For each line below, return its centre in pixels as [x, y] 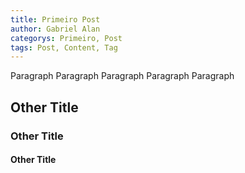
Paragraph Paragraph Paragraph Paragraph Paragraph [122, 76]
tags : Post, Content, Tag [64, 47]
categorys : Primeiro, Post [66, 38]
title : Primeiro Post [55, 19]
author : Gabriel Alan [55, 29]
